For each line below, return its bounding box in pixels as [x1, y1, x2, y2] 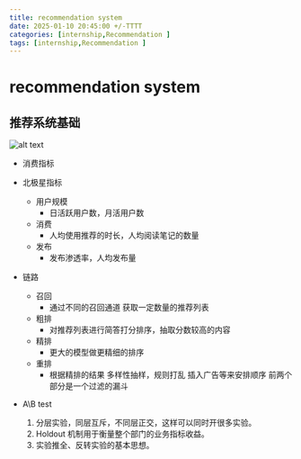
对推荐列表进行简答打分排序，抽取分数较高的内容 [49, 325, 231, 336]
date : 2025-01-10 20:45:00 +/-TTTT [9, 22, 143, 31]
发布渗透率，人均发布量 [49, 253, 137, 264]
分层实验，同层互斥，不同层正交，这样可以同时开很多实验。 [35, 418, 257, 428]
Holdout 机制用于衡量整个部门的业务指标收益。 [35, 428, 209, 439]
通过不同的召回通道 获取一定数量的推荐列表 [49, 302, 209, 313]
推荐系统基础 [9, 114, 81, 130]
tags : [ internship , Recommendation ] [9, 38, 146, 48]
